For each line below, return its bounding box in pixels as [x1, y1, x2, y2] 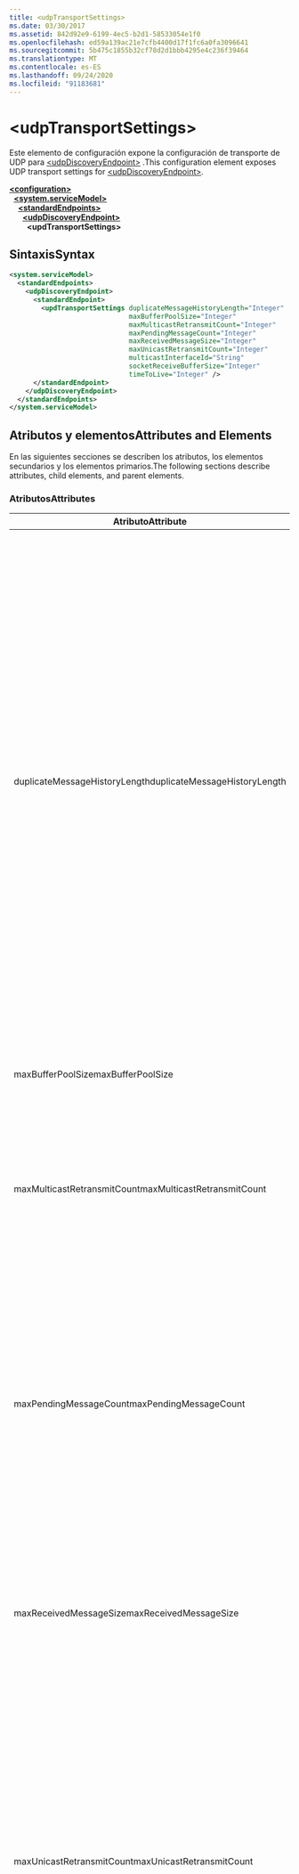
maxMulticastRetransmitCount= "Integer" [128, 320, 277, 330]
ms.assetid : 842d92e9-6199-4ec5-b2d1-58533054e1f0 [9, 29, 201, 38]
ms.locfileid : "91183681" [9, 79, 105, 88]
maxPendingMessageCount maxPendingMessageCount [13, 1397, 246, 1410]
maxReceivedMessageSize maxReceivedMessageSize [13, 1607, 239, 1619]
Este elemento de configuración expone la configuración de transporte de [9, 147, 280, 158]
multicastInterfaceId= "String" [128, 354, 245, 363]
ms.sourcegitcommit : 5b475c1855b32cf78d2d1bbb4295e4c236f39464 [9, 46, 249, 55]
